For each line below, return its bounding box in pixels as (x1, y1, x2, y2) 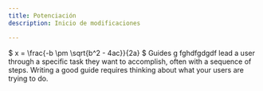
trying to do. (8, 73, 49, 83)
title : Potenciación (8, 11, 77, 20)
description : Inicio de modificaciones (8, 19, 141, 27)
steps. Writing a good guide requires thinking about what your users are (8, 65, 245, 74)
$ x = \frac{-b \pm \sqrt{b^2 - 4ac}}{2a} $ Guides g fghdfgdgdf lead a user (8, 48, 255, 57)
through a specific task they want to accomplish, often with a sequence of (8, 57, 252, 66)
